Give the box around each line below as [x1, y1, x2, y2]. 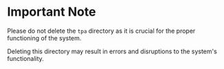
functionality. [7, 54, 45, 62]
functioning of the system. [7, 33, 82, 42]
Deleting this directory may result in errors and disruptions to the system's [7, 47, 218, 55]
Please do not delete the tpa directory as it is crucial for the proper [7, 27, 196, 35]
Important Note [7, 4, 96, 20]
